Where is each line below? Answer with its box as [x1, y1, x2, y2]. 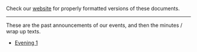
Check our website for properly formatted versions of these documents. [6, 5, 180, 12]
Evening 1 [14, 39, 38, 46]
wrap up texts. [6, 28, 41, 34]
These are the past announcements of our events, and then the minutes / [6, 22, 183, 29]
